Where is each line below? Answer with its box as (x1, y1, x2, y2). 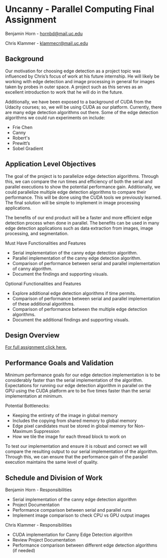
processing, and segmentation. (5, 230, 69, 236)
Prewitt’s (12, 140, 30, 146)
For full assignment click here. (5, 344, 67, 350)
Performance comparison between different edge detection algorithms (12, 542, 158, 548)
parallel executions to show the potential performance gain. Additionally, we (5, 183, 161, 190)
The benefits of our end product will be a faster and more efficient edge (5, 214, 153, 220)
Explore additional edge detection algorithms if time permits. (12, 290, 136, 296)
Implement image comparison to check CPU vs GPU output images (12, 512, 150, 518)
